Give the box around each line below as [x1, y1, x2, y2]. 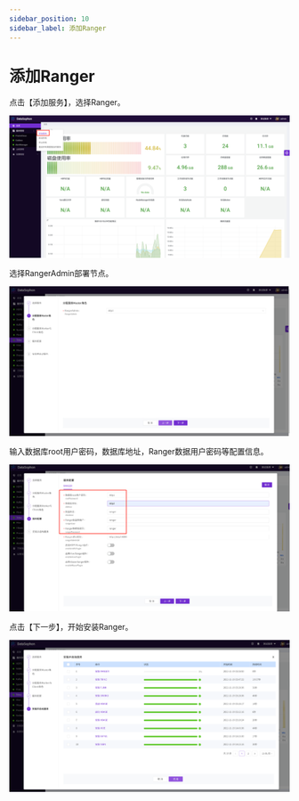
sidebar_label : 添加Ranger [9, 23, 107, 33]
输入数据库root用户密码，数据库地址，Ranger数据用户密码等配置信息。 [9, 445, 269, 456]
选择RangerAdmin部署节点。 [9, 268, 114, 279]
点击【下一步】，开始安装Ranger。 [9, 621, 133, 632]
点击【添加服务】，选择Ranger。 [9, 97, 126, 108]
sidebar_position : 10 [9, 14, 90, 23]
